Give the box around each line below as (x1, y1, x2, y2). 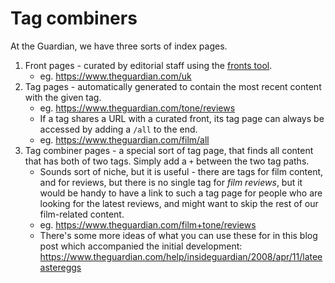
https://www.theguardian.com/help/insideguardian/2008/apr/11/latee (39, 250, 323, 262)
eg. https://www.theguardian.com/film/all (39, 133, 210, 146)
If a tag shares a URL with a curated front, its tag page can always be (39, 112, 325, 124)
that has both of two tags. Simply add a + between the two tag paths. (24, 155, 310, 167)
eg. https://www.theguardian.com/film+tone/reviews (39, 218, 257, 231)
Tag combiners (10, 7, 138, 30)
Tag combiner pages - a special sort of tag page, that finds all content (24, 144, 314, 156)
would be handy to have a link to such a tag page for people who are (39, 187, 323, 199)
